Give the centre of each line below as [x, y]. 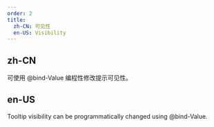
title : [17, 20]
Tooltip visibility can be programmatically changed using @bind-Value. [108, 116]
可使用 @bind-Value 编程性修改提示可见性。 [70, 78]
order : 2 [20, 13]
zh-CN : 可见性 [32, 26]
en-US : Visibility [40, 33]
